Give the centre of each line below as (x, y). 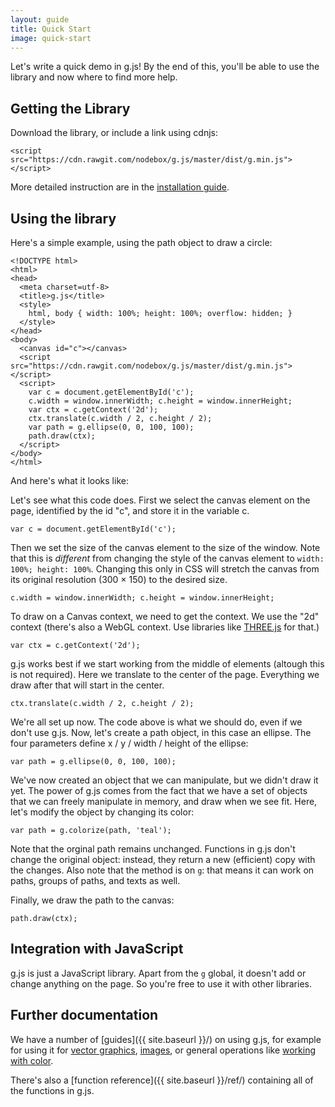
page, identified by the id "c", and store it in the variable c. (130, 510)
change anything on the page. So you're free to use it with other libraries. (161, 983)
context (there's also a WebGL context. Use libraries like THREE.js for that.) (165, 627)
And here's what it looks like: (69, 480)
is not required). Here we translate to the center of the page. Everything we (165, 674)
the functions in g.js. (52, 1090)
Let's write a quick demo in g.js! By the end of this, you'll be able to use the (165, 67)
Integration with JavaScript (97, 949)
